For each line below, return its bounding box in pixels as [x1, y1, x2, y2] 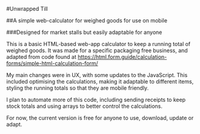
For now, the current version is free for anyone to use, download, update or [6, 115, 194, 121]
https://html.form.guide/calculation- [78, 53, 167, 60]
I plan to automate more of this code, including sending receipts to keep [6, 96, 186, 103]
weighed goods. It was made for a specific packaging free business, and [6, 47, 188, 54]
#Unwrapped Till [6, 5, 48, 12]
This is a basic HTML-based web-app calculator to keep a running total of [6, 41, 191, 47]
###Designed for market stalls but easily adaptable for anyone [6, 28, 162, 36]
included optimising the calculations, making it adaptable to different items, [6, 78, 194, 85]
